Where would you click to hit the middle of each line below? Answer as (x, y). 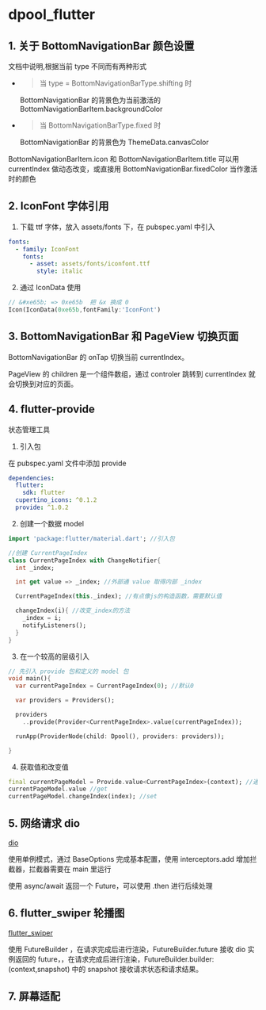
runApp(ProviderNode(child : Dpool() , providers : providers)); (120, 736)
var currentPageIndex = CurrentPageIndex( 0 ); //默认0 (104, 686)
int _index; (35, 568)
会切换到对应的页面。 (43, 384)
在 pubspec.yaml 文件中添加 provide (67, 463)
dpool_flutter (52, 15)
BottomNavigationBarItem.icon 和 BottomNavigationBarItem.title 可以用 (124, 159)
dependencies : (32, 478)
